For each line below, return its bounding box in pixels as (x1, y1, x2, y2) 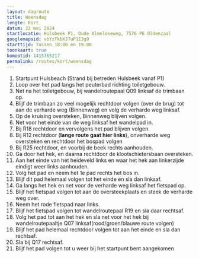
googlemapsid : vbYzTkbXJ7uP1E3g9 (7, 36, 89, 42)
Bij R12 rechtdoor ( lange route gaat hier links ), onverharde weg (15, 131, 171, 138)
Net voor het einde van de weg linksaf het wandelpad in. (15, 119, 153, 126)
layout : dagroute (7, 8, 50, 15)
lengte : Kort (7, 20, 39, 26)
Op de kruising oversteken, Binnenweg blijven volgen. (15, 112, 147, 119)
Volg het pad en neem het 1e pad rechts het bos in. (15, 169, 140, 176)
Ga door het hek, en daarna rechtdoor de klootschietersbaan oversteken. (15, 150, 194, 157)
